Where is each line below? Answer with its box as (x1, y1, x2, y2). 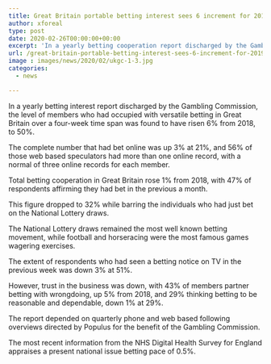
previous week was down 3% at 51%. (8, 265, 133, 274)
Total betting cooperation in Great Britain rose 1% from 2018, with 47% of (8, 175, 252, 185)
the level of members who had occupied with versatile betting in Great (8, 110, 242, 119)
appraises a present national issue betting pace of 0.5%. (8, 346, 196, 356)
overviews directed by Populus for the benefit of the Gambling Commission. (8, 322, 261, 332)
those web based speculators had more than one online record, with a (8, 151, 241, 161)
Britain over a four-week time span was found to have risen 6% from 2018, (8, 118, 256, 128)
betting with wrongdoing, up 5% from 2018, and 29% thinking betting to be (8, 289, 258, 299)
